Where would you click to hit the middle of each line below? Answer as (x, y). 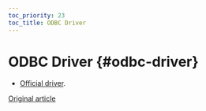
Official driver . (42, 83)
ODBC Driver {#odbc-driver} (103, 62)
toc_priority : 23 (37, 15)
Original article (32, 98)
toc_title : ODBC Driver (47, 23)
